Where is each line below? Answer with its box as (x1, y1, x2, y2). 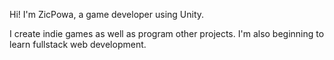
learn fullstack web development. (9, 39, 147, 50)
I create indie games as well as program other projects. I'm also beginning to (9, 28, 325, 39)
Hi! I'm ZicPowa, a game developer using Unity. (9, 9, 205, 20)
